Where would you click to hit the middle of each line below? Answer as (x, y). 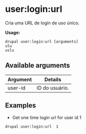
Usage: (13, 32)
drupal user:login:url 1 (32, 127)
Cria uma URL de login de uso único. (43, 23)
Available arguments (38, 66)
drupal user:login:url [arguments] (42, 41)
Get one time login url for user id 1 (47, 117)
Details (53, 79)
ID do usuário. (53, 88)
